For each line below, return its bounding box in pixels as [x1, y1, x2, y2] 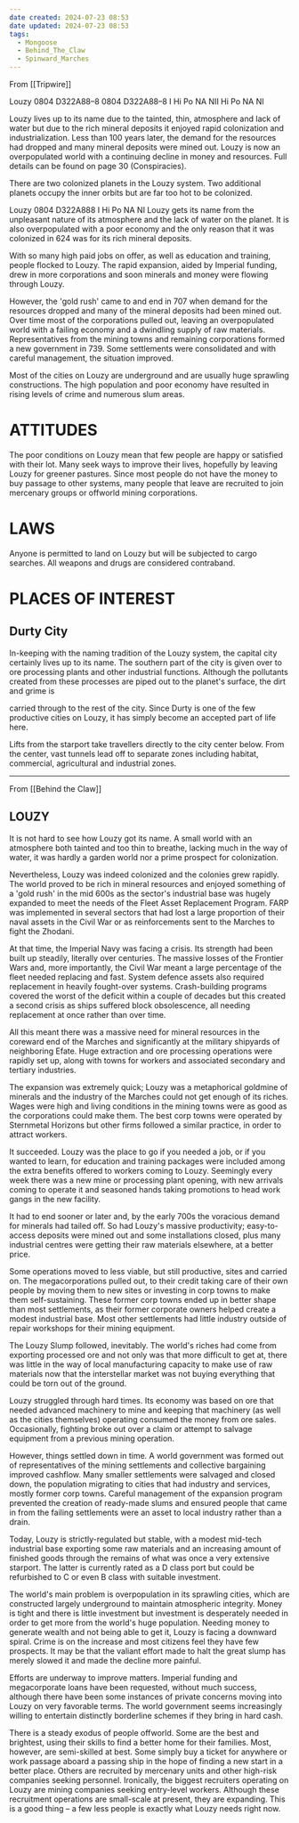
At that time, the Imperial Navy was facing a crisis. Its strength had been [9, 943, 273, 954]
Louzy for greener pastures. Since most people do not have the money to [9, 468, 279, 479]
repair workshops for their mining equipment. [9, 1322, 175, 1333]
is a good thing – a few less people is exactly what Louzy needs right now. [9, 1803, 281, 1813]
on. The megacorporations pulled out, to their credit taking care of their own [9, 1275, 288, 1286]
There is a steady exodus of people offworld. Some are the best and [9, 1727, 260, 1738]
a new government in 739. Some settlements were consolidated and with [9, 344, 277, 354]
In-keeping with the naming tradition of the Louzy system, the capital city [9, 647, 278, 658]
